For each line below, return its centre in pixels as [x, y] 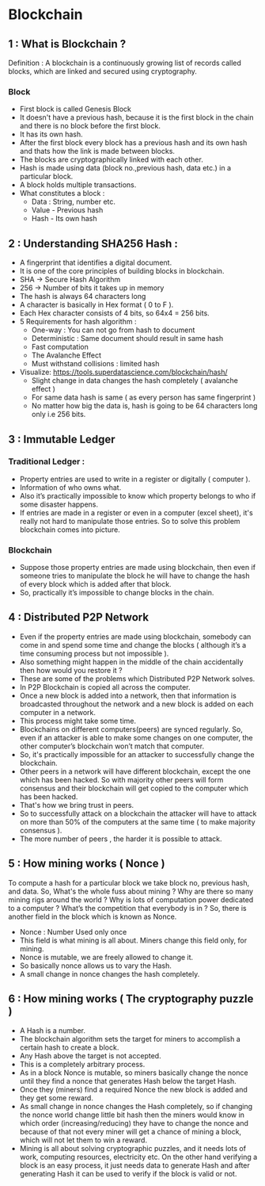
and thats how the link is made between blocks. [97, 151]
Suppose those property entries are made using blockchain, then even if [137, 568]
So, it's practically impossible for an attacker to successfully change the [137, 754]
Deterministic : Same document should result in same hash [127, 339]
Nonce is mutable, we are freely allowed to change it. [106, 957]
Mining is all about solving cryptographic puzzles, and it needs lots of [133, 1148]
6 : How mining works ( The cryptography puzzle [131, 999]
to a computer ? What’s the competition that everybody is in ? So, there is [127, 908]
